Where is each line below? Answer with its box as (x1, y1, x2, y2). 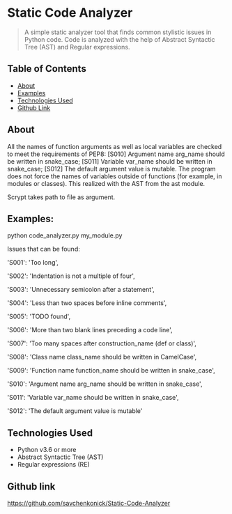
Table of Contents (7, 63, 87, 75)
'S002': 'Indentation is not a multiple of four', (7, 272, 136, 280)
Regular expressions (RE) (17, 460, 91, 469)
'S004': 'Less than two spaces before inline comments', (7, 299, 167, 307)
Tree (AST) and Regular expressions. (24, 42, 130, 51)
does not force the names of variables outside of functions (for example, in (7, 172, 222, 180)
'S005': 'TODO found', (7, 312, 71, 321)
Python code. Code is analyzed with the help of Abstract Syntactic (24, 35, 215, 43)
